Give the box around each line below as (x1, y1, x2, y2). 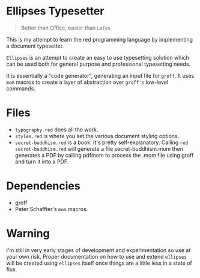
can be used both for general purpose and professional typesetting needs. (6, 60, 191, 68)
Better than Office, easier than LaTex (20, 24, 111, 31)
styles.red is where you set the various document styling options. (14, 132, 180, 139)
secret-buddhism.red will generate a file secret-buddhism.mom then (14, 145, 184, 152)
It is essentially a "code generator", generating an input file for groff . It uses (6, 72, 195, 79)
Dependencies (6, 179, 80, 193)
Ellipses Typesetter (6, 4, 105, 18)
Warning (6, 227, 50, 240)
